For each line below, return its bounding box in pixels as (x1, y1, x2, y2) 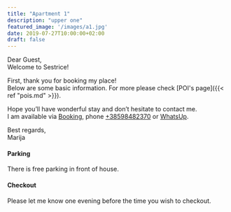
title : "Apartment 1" (7, 10, 71, 17)
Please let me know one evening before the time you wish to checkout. (7, 197, 211, 205)
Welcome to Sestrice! (7, 63, 69, 71)
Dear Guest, (7, 55, 42, 64)
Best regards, (7, 126, 46, 134)
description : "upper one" (7, 17, 83, 24)
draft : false (7, 36, 45, 43)
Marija (7, 134, 26, 142)
